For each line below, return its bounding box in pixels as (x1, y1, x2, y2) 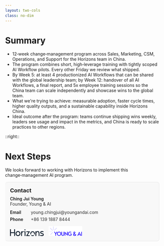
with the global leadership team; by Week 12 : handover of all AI (12, 77, 140, 83)
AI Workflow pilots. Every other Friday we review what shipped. (12, 67, 141, 73)
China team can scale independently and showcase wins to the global (12, 87, 153, 93)
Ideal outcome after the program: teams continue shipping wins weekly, (12, 113, 157, 120)
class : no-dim (5, 13, 34, 18)
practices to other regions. (12, 124, 66, 130)
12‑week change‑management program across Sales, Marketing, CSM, (12, 51, 155, 57)
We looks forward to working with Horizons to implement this (5, 167, 128, 173)
